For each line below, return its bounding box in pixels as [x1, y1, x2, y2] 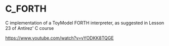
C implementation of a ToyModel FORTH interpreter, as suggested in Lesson [5, 20, 164, 26]
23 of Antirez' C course [5, 25, 54, 31]
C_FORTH [5, 3, 47, 15]
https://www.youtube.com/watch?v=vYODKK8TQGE [5, 35, 114, 41]
